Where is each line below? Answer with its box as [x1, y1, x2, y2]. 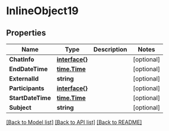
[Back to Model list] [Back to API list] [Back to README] [6, 119, 142, 126]
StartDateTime [9, 94, 52, 102]
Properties [6, 28, 46, 38]
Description [93, 46, 127, 53]
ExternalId [9, 75, 39, 82]
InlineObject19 [6, 4, 79, 18]
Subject [9, 104, 31, 111]
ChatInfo [9, 55, 34, 63]
